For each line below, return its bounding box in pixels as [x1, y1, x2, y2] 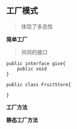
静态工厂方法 [6, 116, 38, 124]
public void [17, 66, 47, 72]
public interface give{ [6, 60, 66, 66]
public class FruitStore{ [6, 81, 71, 87]
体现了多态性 [20, 23, 53, 30]
